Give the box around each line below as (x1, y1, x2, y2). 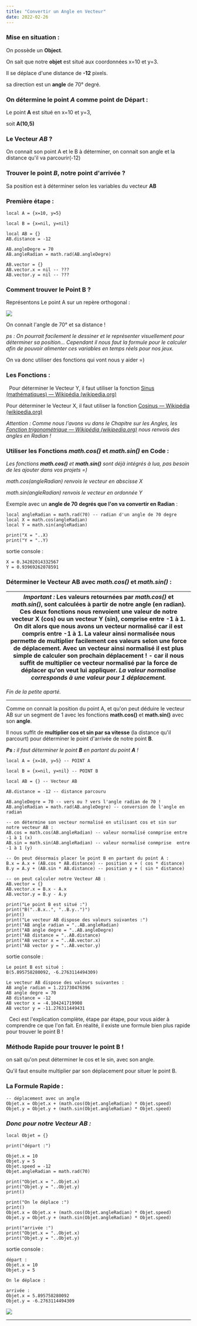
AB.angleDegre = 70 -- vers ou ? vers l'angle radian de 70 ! (6, 799, 161, 805)
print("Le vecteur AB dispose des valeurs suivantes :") (6, 917, 148, 923)
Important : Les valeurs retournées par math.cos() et (23, 593, 174, 601)
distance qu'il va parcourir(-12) (6, 154, 81, 161)
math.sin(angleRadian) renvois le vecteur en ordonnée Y (6, 489, 142, 496)
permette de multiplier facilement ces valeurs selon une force (10, 637, 187, 645)
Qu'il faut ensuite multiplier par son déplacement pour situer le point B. (6, 1067, 177, 1074)
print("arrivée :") (6, 1225, 54, 1231)
